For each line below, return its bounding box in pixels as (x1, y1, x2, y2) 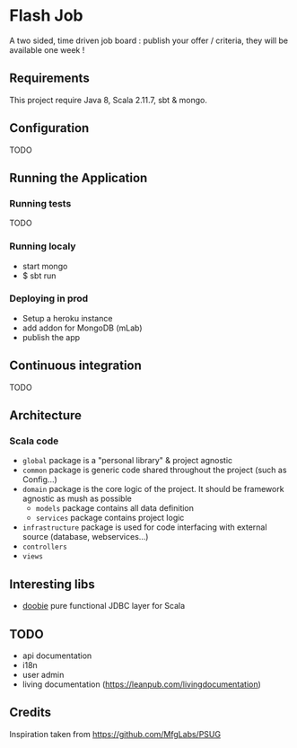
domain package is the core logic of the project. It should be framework (22, 484, 284, 495)
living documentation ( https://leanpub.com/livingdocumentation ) (22, 679, 262, 690)
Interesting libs (9, 576, 96, 592)
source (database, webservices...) (22, 532, 149, 542)
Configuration (9, 120, 90, 136)
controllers (22, 542, 67, 552)
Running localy (9, 240, 76, 252)
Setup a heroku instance (22, 312, 113, 323)
